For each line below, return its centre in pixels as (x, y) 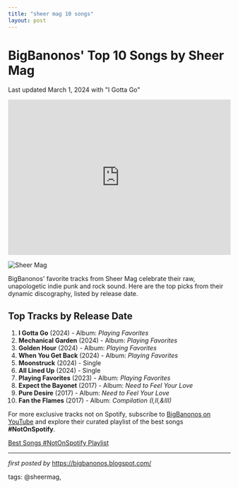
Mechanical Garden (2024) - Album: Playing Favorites (98, 340)
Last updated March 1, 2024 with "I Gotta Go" (74, 90)
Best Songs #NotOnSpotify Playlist (58, 443)
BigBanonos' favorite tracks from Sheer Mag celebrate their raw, (102, 279)
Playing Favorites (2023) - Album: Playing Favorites (94, 378)
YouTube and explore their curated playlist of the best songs (96, 422)
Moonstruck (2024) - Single (60, 363)
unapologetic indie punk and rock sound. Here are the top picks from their (116, 286)
